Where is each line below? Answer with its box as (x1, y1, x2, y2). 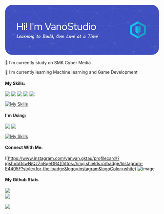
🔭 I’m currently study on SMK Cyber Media (5, 60, 91, 66)
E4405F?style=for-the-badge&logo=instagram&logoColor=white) (5, 166, 137, 172)
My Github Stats (5, 177, 39, 183)
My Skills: (5, 80, 26, 86)
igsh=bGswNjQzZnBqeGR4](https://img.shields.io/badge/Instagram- (5, 160, 143, 166)
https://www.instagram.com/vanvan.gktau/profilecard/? (8, 155, 120, 161)
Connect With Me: (5, 144, 43, 151)
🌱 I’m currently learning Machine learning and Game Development (5, 69, 138, 75)
